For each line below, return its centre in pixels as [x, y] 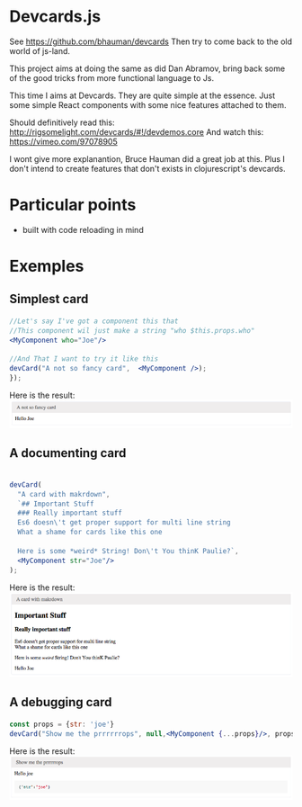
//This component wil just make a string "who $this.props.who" [132, 330]
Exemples [47, 266]
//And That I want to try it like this [84, 359]
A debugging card [61, 702]
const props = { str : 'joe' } [62, 724]
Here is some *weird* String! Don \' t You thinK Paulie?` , [129, 551]
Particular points [73, 205]
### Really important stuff [70, 513]
